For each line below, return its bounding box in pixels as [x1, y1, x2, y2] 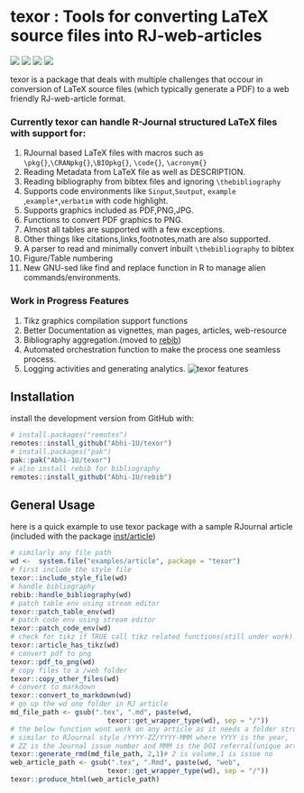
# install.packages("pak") [10, 447, 112, 456]
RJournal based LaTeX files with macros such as [23, 147, 204, 159]
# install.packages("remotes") [10, 430, 128, 439]
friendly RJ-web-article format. [10, 93, 126, 104]
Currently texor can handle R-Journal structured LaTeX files [10, 115, 278, 128]
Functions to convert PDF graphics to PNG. [23, 215, 184, 226]
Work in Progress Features [10, 295, 130, 308]
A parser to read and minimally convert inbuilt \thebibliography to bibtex [23, 244, 295, 254]
